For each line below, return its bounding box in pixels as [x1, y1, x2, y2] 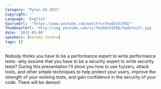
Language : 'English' [5, 16, 48, 21]
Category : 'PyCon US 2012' [5, 7, 61, 12]
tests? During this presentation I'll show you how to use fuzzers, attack [5, 63, 149, 69]
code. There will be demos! [5, 79, 61, 85]
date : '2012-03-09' [5, 30, 45, 35]
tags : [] [5, 40, 23, 44]
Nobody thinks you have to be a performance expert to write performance [5, 53, 156, 59]
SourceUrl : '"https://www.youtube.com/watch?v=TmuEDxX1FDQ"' [5, 21, 134, 26]
